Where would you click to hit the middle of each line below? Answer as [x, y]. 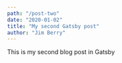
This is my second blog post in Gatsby [61, 52]
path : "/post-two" [33, 13]
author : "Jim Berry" [37, 33]
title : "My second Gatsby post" [53, 26]
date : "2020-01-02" [35, 20]
